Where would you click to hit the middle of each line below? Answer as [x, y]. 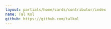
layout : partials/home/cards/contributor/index [56, 10]
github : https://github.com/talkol [42, 19]
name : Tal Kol [20, 14]
